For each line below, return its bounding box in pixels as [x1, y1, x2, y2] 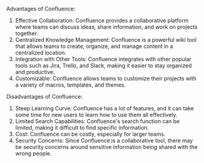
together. [15, 30, 38, 37]
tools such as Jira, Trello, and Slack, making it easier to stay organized [15, 62, 192, 69]
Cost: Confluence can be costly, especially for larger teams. [15, 130, 166, 138]
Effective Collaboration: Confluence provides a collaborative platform [15, 17, 189, 24]
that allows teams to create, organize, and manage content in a [15, 42, 174, 50]
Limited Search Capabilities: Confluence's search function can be [15, 118, 180, 125]
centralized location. [15, 49, 67, 56]
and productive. [15, 68, 55, 75]
